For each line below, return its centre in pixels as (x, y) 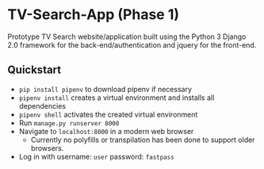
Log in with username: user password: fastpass (97, 156)
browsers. (47, 148)
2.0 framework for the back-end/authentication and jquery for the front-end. (132, 44)
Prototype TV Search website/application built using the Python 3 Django (127, 36)
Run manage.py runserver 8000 (69, 123)
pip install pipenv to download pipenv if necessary (105, 89)
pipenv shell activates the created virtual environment (108, 114)
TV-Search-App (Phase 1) (94, 15)
